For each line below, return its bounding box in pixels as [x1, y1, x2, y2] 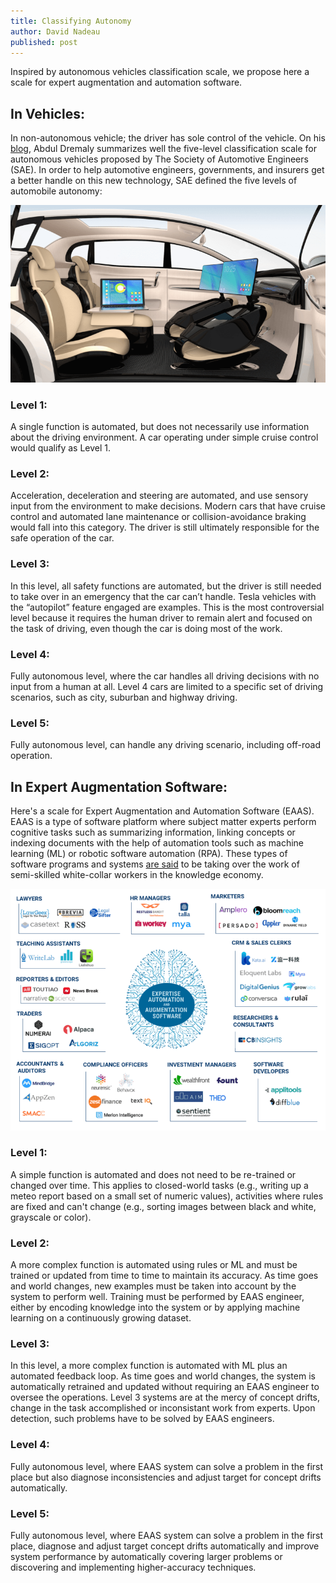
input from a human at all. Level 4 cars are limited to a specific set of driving [10, 680, 324, 692]
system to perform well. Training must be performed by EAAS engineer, [10, 1291, 305, 1303]
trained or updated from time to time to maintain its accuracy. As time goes [10, 1270, 319, 1282]
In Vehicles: [10, 105, 85, 122]
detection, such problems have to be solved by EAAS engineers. [10, 1413, 275, 1425]
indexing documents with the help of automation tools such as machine [10, 836, 304, 849]
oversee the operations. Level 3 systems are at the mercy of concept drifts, [10, 1391, 321, 1404]
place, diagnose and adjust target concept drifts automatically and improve [10, 1540, 320, 1552]
